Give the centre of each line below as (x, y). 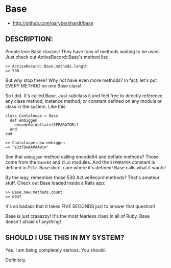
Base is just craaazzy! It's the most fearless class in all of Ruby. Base (78, 216)
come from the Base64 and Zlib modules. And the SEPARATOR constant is (80, 162)
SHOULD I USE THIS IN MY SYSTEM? (65, 238)
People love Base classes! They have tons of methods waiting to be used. (83, 51)
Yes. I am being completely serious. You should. (56, 250)
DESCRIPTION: (29, 39)
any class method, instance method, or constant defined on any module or (84, 101)
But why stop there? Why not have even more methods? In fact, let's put (81, 80)
